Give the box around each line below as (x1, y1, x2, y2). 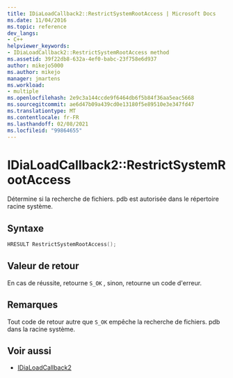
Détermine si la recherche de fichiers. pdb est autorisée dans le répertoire (7, 195, 219, 203)
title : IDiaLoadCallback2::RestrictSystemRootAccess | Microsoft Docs (7, 10, 216, 17)
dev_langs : (7, 29, 39, 37)
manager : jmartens (7, 75, 61, 82)
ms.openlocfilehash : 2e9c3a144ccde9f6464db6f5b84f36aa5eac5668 (7, 95, 195, 102)
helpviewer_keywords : (7, 43, 70, 50)
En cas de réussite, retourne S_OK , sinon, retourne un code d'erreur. (7, 278, 202, 287)
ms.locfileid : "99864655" (7, 127, 82, 134)
